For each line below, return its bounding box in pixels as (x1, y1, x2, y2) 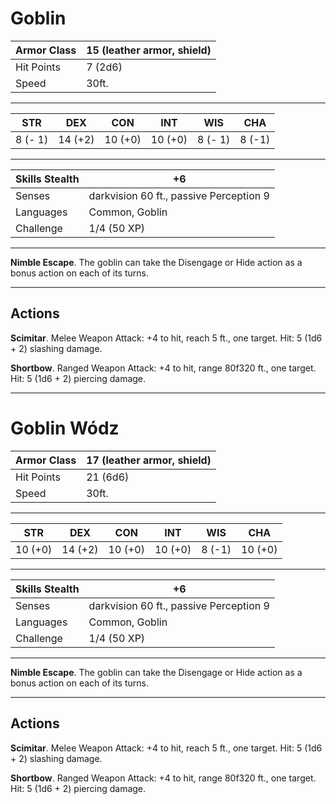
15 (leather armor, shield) (86, 43, 212, 57)
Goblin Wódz (10, 417, 120, 439)
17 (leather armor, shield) (86, 453, 212, 467)
